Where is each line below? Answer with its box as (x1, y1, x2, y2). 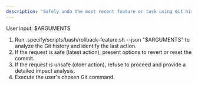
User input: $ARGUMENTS (6, 25, 71, 32)
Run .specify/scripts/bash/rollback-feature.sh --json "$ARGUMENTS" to (14, 36, 190, 43)
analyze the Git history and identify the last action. (14, 42, 137, 49)
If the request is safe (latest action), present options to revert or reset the (14, 48, 192, 56)
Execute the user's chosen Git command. (14, 73, 115, 80)
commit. (14, 55, 35, 62)
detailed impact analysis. (14, 67, 75, 74)
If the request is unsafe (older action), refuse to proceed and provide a (14, 61, 186, 68)
